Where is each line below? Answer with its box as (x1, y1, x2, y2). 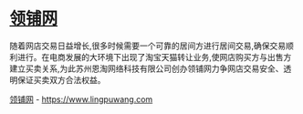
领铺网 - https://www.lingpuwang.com (9, 93, 153, 105)
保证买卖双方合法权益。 (16, 74, 106, 85)
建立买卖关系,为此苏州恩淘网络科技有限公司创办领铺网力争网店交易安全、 (9, 63, 285, 74)
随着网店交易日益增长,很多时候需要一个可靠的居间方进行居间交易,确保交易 (9, 40, 287, 51)
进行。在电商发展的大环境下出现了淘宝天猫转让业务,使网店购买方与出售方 (16, 51, 292, 62)
